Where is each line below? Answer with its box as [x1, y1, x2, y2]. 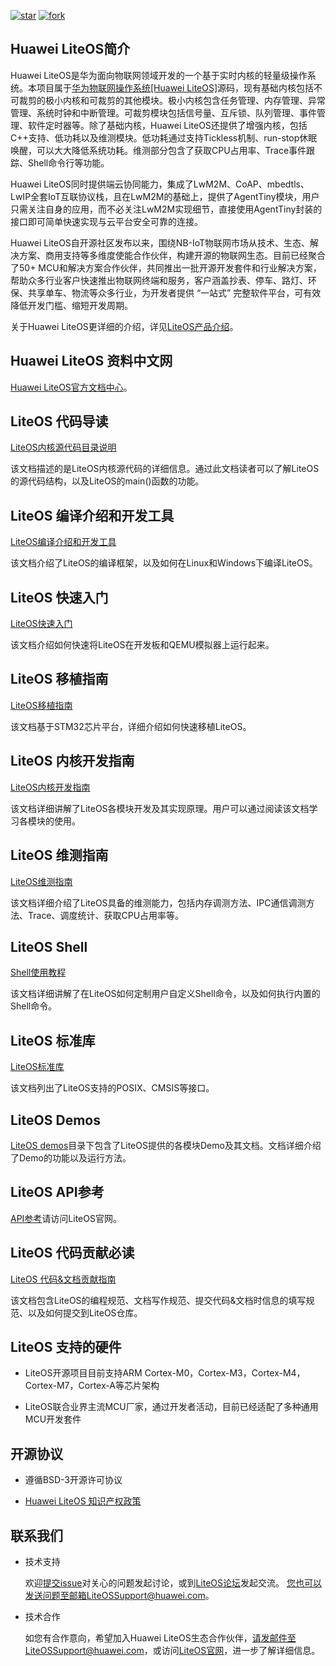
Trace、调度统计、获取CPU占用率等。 [27, 909, 185, 921]
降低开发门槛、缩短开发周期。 [10, 299, 133, 311]
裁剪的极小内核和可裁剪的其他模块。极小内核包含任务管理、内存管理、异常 [18, 94, 326, 106]
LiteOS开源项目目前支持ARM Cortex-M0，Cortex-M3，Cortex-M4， [24, 1367, 306, 1379]
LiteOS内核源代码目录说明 [10, 441, 117, 454]
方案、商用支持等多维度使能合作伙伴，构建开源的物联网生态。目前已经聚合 [18, 249, 326, 261]
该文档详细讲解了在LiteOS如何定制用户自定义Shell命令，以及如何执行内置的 [10, 988, 321, 1000]
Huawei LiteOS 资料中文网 [10, 353, 173, 370]
